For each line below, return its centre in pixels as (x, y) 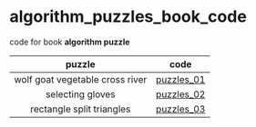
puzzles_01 (181, 79)
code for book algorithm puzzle (70, 42)
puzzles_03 (181, 109)
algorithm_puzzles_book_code (128, 17)
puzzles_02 (181, 94)
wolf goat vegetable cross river (81, 79)
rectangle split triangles (81, 109)
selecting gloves (80, 94)
